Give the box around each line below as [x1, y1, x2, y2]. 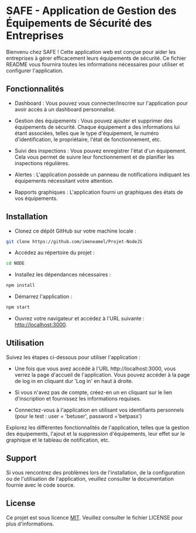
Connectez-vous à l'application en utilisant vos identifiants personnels [14, 406, 184, 414]
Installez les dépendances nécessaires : [14, 271, 111, 278]
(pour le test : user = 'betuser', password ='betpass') [14, 412, 142, 419]
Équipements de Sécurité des [6, 16, 152, 30]
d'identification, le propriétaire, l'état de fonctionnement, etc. [14, 136, 161, 143]
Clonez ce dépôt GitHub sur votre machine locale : [14, 227, 136, 234]
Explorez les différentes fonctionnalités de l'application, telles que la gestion [6, 423, 190, 431]
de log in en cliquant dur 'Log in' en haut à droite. [14, 377, 133, 384]
